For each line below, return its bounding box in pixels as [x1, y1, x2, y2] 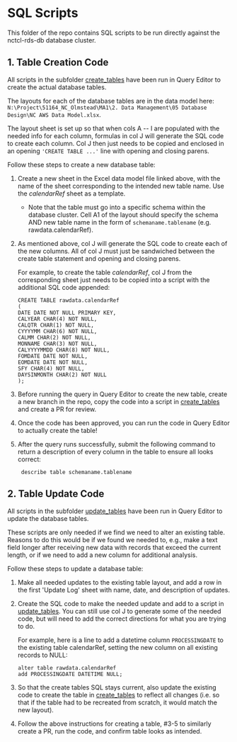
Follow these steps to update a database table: [7, 564, 144, 573]
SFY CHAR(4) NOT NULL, [17, 365, 85, 372]
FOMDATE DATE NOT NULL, [17, 352, 88, 359]
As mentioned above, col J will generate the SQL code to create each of [17, 239, 228, 247]
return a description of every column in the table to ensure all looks [17, 447, 214, 456]
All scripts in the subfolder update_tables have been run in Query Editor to [7, 507, 223, 515]
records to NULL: [17, 651, 68, 659]
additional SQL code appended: [17, 283, 110, 291]
